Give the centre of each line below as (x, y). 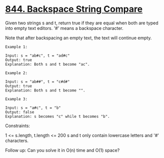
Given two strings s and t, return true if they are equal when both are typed (82, 23)
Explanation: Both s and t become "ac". (48, 64)
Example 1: (16, 47)
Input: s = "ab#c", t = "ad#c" (38, 56)
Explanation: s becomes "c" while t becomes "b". (58, 116)
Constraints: (18, 126)
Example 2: (16, 73)
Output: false (20, 112)
